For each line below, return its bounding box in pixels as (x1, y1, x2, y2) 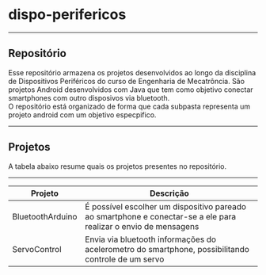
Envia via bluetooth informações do (85, 234, 216, 245)
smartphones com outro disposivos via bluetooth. (8, 93, 170, 102)
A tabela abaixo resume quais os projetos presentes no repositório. (8, 161, 227, 171)
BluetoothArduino (12, 211, 78, 222)
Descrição (150, 188, 190, 199)
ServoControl (12, 243, 62, 254)
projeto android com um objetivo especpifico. (8, 109, 157, 120)
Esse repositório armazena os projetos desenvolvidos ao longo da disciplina (8, 67, 256, 77)
